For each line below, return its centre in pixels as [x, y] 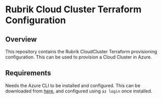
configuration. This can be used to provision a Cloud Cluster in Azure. [79, 57]
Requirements [28, 73]
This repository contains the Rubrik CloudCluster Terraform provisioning [81, 52]
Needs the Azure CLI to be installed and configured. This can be [73, 85]
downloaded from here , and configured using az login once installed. [79, 91]
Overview [21, 39]
